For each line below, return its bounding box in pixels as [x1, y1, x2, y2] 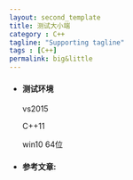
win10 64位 [21, 139, 64, 150]
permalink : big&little [9, 54, 93, 63]
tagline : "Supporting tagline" [9, 37, 125, 47]
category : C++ [9, 29, 66, 38]
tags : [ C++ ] [9, 46, 58, 55]
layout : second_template [9, 12, 101, 22]
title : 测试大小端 [9, 21, 71, 30]
